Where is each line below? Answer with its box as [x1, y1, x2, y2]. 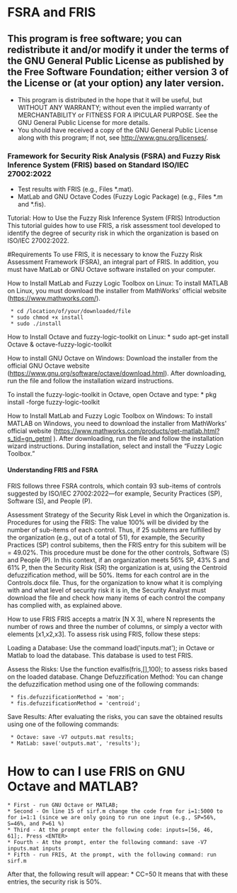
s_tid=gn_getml [7, 434, 52, 443]
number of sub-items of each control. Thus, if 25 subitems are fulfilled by [7, 525, 221, 534]
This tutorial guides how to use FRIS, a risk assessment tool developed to [7, 221, 221, 230]
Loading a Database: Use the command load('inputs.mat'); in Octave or [7, 643, 215, 652]
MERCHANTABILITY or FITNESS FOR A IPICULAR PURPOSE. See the [17, 111, 218, 119]
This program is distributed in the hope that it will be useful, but [17, 96, 203, 104]
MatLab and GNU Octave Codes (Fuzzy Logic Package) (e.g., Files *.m [17, 192, 223, 201]
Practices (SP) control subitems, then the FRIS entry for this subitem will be [7, 540, 226, 549]
